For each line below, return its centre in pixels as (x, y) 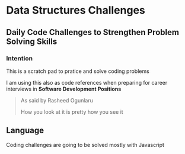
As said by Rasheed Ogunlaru (57, 100)
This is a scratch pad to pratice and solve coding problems (78, 71)
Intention (20, 58)
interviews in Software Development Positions (64, 89)
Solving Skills (32, 41)
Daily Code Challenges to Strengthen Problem (93, 32)
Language (25, 131)
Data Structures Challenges (76, 10)
